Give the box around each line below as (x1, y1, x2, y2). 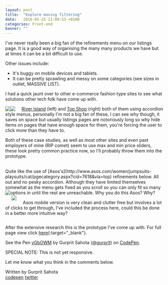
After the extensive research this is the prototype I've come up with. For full (5, 224, 162, 231)
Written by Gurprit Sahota (5, 269, 58, 275)
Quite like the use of (5, 168, 47, 175)
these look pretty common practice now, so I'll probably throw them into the (5, 148, 162, 154)
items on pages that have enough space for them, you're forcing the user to (5, 122, 162, 128)
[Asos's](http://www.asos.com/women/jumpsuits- (47, 168, 152, 175)
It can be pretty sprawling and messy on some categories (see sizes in (12, 76, 159, 82)
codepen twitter (5, 274, 39, 280)
